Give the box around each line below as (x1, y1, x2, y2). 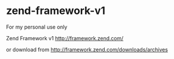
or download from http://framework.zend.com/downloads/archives (6, 46, 168, 53)
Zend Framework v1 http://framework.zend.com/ (6, 34, 123, 41)
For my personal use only (6, 23, 68, 30)
